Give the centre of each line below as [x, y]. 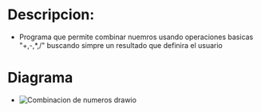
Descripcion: [51, 15]
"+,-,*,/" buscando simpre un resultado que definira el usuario [121, 45]
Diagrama [40, 78]
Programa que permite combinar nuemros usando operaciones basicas [136, 37]
